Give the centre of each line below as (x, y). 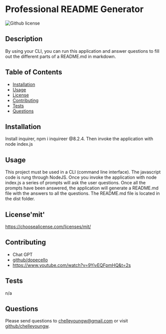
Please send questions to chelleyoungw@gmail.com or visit (67, 321)
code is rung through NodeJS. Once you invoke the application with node (81, 177)
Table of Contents (34, 72)
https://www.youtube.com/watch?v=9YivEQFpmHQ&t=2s (72, 265)
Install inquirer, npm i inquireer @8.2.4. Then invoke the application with (79, 139)
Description (24, 39)
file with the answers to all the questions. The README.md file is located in (82, 193)
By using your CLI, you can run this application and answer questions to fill (82, 51)
